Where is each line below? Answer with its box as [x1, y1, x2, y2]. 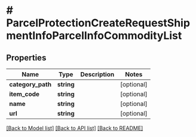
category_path [9, 80, 52, 88]
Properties [6, 52, 47, 63]
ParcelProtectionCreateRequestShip [6, 16, 190, 30]
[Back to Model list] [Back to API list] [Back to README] [6, 124, 143, 132]
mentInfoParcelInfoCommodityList [6, 29, 182, 42]
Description [80, 70, 115, 78]
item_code [9, 90, 40, 98]
